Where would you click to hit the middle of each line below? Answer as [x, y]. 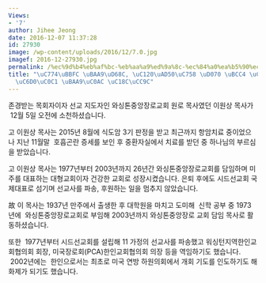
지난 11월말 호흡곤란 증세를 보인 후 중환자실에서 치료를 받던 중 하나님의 [125, 141]
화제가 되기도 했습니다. [43, 271]
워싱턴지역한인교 [231, 241]
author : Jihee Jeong [42, 30]
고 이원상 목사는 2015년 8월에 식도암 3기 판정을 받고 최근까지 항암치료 [116, 132]
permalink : [26, 67]
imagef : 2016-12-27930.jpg [53, 60]
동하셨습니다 [28, 225]
